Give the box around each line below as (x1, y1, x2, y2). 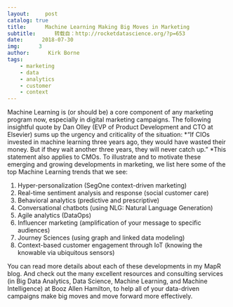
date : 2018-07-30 (7, 37, 74, 44)
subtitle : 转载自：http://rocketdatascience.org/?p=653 (7, 30, 186, 37)
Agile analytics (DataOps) (17, 211, 92, 220)
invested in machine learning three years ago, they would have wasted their (7, 138, 226, 146)
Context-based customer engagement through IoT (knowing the (17, 241, 203, 249)
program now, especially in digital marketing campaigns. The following (7, 115, 211, 124)
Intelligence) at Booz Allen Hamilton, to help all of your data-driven (7, 285, 200, 293)
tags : (7, 56, 23, 63)
